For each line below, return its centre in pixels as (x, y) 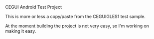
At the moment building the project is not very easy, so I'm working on (77, 26)
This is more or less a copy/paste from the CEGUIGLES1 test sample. (76, 16)
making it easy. (21, 31)
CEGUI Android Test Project (34, 7)
